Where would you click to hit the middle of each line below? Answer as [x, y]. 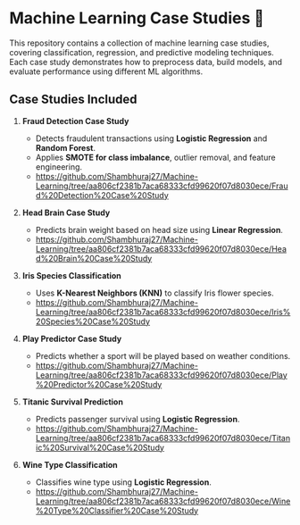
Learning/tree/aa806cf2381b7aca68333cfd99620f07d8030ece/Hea [161, 248]
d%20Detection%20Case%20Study [102, 195]
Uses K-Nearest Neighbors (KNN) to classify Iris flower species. [154, 293]
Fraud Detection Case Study [75, 121]
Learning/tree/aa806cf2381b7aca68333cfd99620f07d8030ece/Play [161, 375]
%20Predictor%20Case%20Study [99, 384]
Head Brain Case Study [66, 212]
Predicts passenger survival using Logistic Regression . [137, 419]
